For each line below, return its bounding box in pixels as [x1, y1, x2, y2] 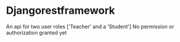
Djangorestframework [6, 4, 115, 17]
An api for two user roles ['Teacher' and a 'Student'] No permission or [6, 23, 174, 30]
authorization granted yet [6, 29, 67, 36]
